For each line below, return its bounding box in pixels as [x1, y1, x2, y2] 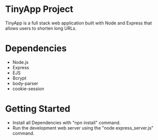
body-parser [12, 80, 38, 86]
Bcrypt [12, 75, 26, 81]
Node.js [12, 59, 29, 65]
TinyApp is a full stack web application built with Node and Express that [5, 20, 152, 26]
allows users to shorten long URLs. [5, 25, 77, 31]
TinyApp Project [5, 3, 74, 15]
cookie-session [12, 86, 44, 92]
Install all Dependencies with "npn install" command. [12, 120, 121, 126]
